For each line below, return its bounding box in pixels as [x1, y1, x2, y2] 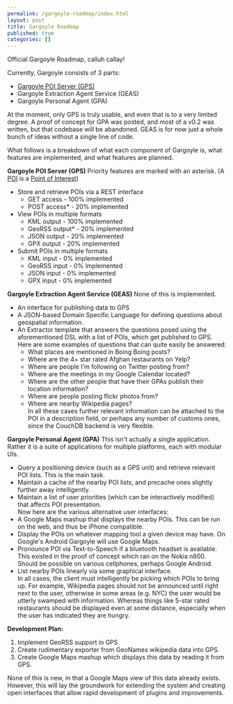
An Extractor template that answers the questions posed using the [17, 326, 207, 334]
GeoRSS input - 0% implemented [27, 262, 123, 270]
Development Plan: [7, 625, 64, 633]
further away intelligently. [17, 486, 90, 494]
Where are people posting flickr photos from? [27, 392, 159, 401]
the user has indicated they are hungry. [17, 611, 130, 620]
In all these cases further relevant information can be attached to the [27, 407, 225, 415]
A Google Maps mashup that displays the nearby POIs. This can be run [17, 515, 220, 524]
